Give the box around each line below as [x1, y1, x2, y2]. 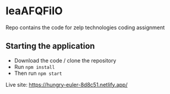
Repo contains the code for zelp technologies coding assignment [5, 24, 165, 31]
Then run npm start [14, 70, 62, 77]
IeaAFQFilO [5, 4, 63, 18]
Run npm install [14, 63, 55, 70]
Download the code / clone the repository [14, 57, 117, 64]
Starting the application [5, 41, 95, 51]
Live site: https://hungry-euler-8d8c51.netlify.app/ [5, 81, 128, 88]
